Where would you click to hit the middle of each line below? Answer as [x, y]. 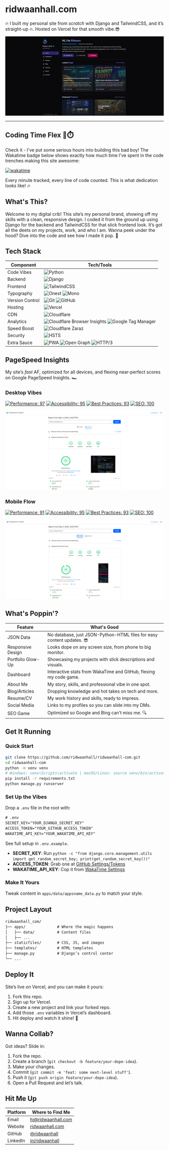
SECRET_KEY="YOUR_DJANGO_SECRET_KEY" [45, 823]
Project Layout [28, 909]
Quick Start [19, 746]
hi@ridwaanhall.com [51, 1120]
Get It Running [28, 732]
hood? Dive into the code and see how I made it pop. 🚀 [62, 235]
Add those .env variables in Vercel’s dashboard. [62, 1013]
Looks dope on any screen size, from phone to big [99, 647]
